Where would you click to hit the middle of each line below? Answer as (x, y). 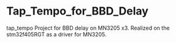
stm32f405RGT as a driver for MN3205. (56, 34)
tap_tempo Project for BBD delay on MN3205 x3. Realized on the (88, 28)
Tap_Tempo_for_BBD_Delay (78, 11)
